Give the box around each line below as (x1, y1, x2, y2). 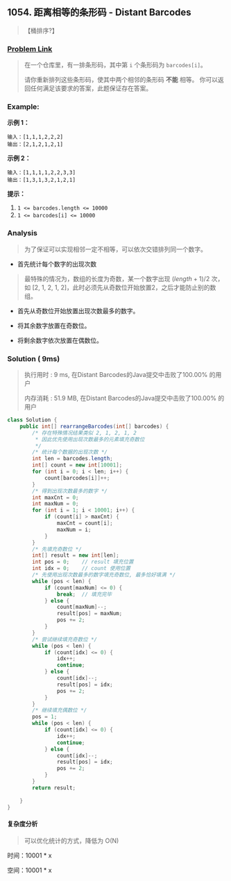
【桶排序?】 (24, 26, 58, 35)
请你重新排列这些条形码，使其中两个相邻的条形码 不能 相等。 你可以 (24, 76, 219, 84)
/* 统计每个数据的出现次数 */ (32, 448, 108, 456)
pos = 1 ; (32, 714, 58, 721)
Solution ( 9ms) (7, 353, 60, 363)
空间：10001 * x (7, 866, 52, 874)
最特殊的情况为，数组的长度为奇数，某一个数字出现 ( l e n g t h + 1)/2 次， (24, 274, 224, 283)
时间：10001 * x (7, 851, 52, 859)
